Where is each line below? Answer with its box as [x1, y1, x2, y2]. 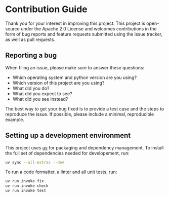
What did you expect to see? [12, 90, 72, 97]
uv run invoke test [5, 188, 47, 193]
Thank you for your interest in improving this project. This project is [5, 20, 146, 26]
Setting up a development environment [5, 131, 131, 140]
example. [5, 116, 24, 123]
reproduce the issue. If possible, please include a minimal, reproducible [5, 111, 154, 117]
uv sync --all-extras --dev [5, 160, 65, 165]
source [5, 25, 20, 31]
